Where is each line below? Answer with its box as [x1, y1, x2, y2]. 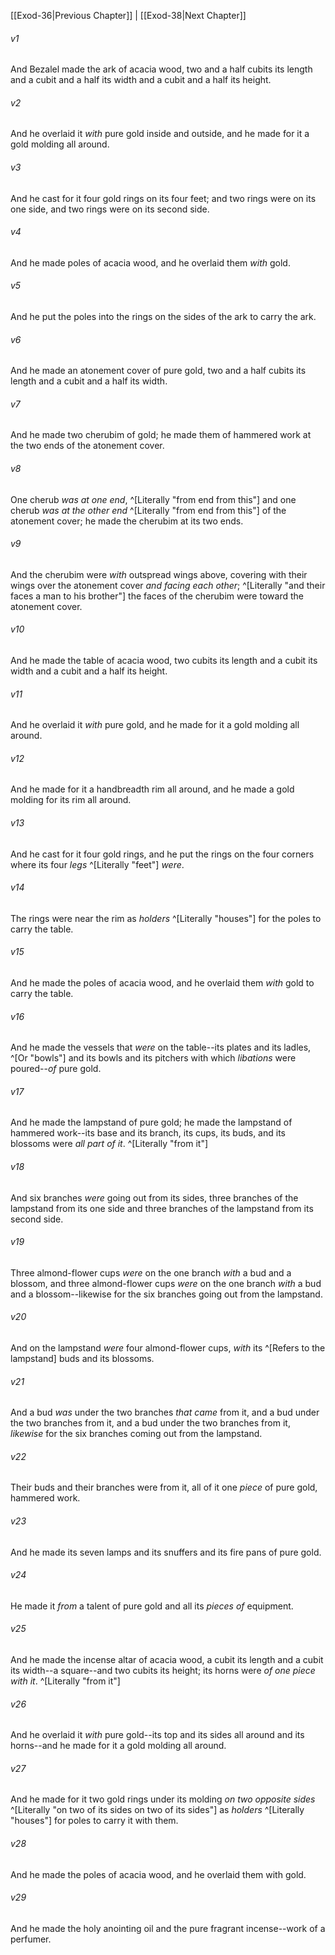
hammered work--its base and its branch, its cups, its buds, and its [10, 1127, 286, 1139]
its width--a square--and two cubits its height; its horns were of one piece [10, 1665, 316, 1677]
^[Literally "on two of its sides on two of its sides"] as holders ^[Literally [10, 1804, 305, 1816]
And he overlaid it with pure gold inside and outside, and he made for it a [10, 128, 310, 140]
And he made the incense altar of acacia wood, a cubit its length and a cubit [10, 1654, 324, 1666]
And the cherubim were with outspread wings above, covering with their [10, 568, 308, 580]
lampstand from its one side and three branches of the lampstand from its [10, 1202, 314, 1214]
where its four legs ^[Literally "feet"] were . [10, 858, 185, 870]
